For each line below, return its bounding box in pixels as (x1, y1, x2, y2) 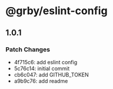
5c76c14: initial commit (14, 65, 70, 72)
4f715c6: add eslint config (14, 58, 78, 65)
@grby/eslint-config (5, 4, 108, 18)
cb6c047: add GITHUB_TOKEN (14, 71, 89, 78)
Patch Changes (5, 45, 51, 54)
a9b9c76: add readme (14, 77, 68, 84)
